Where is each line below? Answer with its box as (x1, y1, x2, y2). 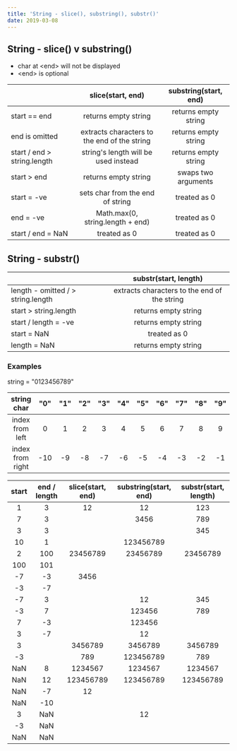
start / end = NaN (11, 229, 68, 239)
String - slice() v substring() (7, 43, 133, 55)
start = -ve (11, 192, 47, 202)
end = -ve (11, 213, 44, 223)
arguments (177, 177, 214, 187)
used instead (95, 156, 139, 166)
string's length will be (81, 148, 153, 158)
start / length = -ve (11, 317, 75, 327)
